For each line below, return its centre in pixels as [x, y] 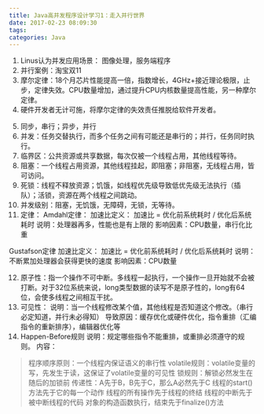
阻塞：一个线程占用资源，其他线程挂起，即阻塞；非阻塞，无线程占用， [134, 166]
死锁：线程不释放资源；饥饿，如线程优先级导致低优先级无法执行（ [127, 185]
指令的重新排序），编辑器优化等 [70, 327]
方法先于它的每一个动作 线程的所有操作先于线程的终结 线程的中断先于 [140, 393]
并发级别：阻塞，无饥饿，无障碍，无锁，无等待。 [99, 205]
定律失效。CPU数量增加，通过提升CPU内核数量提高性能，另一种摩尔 [145, 90]
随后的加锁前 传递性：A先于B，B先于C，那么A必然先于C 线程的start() [140, 383]
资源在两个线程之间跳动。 [100, 195]
